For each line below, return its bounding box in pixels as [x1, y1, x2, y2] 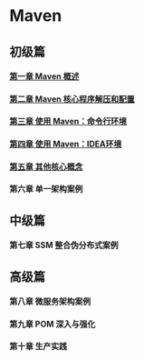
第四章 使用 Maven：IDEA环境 [9, 138, 122, 149]
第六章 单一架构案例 [9, 184, 83, 195]
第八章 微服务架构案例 [9, 296, 91, 307]
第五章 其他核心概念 [9, 161, 83, 172]
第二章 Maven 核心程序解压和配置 [9, 93, 135, 105]
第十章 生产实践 [9, 341, 68, 352]
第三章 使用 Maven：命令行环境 [9, 115, 127, 127]
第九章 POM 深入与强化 [9, 318, 96, 329]
